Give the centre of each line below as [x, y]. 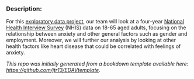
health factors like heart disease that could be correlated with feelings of [93, 46]
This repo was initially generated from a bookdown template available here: [97, 64]
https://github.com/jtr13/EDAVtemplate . [53, 70]
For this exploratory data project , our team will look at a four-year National [95, 22]
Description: [24, 9]
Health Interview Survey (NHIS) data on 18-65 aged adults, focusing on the [96, 28]
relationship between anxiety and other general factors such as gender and [97, 34]
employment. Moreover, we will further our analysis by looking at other [91, 40]
